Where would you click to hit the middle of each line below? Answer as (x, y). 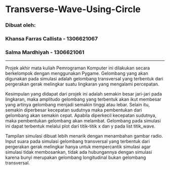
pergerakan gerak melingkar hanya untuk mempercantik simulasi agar (78, 147)
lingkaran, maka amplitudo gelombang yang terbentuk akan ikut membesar (83, 99)
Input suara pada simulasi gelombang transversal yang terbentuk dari (78, 141)
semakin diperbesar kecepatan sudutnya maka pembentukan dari (74, 110)
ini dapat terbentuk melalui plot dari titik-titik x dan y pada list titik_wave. (80, 126)
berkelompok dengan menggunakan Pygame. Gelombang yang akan (77, 73)
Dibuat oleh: (20, 25)
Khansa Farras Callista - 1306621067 (52, 39)
